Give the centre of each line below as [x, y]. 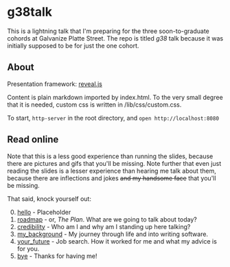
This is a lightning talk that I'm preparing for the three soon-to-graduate [108, 31]
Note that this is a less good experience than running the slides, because [110, 156]
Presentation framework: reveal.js [55, 84]
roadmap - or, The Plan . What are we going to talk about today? [107, 219]
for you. [28, 248]
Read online [33, 139]
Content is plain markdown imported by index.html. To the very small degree [115, 97]
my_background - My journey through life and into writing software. [112, 234]
